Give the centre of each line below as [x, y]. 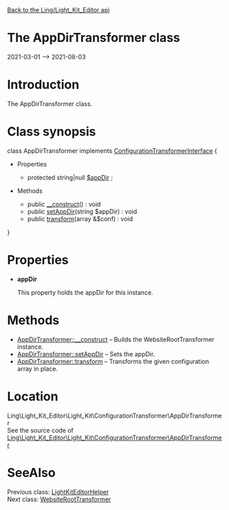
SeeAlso [32, 472]
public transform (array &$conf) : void [80, 218]
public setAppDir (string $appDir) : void [82, 211]
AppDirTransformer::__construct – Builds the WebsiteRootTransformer [116, 339]
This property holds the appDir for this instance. [85, 292]
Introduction [43, 85]
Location [33, 396]
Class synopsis [52, 132]
